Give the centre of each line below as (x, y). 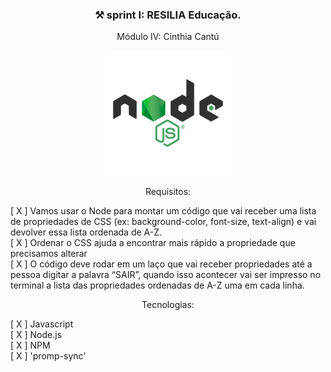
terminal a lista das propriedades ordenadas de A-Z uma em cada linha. (157, 285)
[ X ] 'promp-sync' (48, 356)
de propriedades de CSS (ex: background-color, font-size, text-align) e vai (163, 222)
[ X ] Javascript (42, 324)
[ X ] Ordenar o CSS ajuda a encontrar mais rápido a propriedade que (153, 243)
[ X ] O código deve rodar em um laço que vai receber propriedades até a (161, 264)
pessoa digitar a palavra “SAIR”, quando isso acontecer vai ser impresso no (166, 275)
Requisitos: (168, 192)
